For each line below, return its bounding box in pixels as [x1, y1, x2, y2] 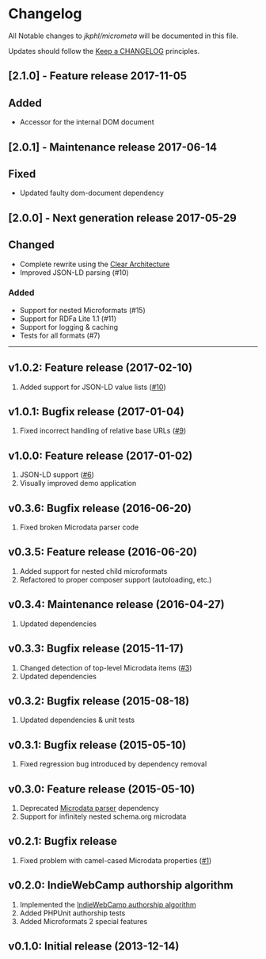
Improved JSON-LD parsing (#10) [19, 267, 129, 277]
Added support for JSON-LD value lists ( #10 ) [19, 382, 166, 392]
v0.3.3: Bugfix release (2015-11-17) [8, 642, 184, 655]
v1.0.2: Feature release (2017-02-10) [8, 361, 192, 375]
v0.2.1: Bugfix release [8, 835, 117, 848]
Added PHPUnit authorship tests [19, 908, 126, 918]
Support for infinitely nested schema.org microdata [19, 812, 187, 821]
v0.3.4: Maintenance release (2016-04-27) [8, 598, 225, 611]
